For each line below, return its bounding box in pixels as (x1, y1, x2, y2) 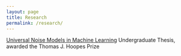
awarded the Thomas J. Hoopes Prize (6, 43, 100, 50)
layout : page (6, 8, 39, 15)
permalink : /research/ (6, 20, 63, 26)
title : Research (6, 14, 47, 20)
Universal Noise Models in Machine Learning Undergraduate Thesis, (6, 37, 176, 44)
